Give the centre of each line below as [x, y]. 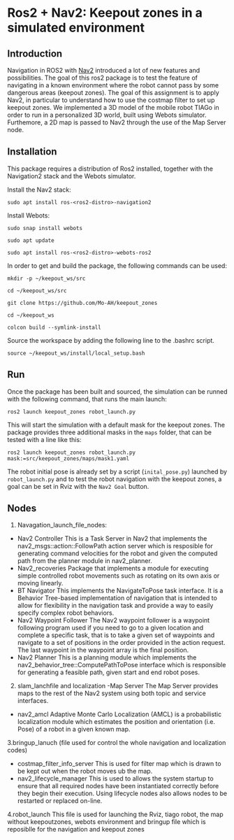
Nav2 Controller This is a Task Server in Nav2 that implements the [112, 539]
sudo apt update [31, 240]
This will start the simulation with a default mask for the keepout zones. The [116, 425]
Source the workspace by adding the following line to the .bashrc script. [111, 340]
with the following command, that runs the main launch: [87, 399]
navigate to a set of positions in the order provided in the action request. [121, 643]
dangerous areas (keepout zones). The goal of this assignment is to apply [114, 93]
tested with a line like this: [44, 439]
